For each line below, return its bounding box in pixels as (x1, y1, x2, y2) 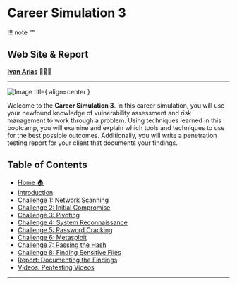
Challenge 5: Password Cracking (17, 225, 113, 234)
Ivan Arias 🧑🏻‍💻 (7, 67, 51, 75)
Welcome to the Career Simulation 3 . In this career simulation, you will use (7, 101, 225, 110)
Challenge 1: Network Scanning (17, 196, 109, 204)
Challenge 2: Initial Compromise (17, 203, 111, 212)
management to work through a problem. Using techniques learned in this (7, 116, 222, 125)
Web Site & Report (7, 49, 89, 61)
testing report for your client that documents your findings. (7, 139, 178, 147)
